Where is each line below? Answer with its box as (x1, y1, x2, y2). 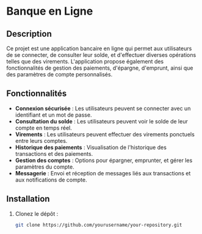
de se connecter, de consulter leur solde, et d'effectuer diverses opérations (6, 51, 197, 59)
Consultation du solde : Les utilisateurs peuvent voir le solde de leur (15, 117, 188, 125)
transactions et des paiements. (15, 150, 93, 157)
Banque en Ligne (6, 4, 93, 18)
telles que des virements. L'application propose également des (6, 58, 164, 65)
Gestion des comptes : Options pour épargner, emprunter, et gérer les (15, 156, 193, 164)
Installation (6, 194, 50, 204)
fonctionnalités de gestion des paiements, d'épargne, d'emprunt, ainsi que (6, 64, 193, 71)
